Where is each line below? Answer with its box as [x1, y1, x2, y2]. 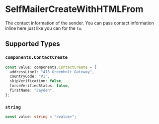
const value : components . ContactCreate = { [5, 65, 97, 70]
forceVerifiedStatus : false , [9, 83, 70, 88]
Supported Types [5, 40, 61, 48]
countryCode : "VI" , [9, 74, 50, 79]
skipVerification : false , [9, 79, 64, 84]
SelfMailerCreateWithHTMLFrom [5, 3, 144, 15]
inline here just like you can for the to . [5, 25, 83, 31]
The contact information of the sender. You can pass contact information [5, 20, 154, 26]
